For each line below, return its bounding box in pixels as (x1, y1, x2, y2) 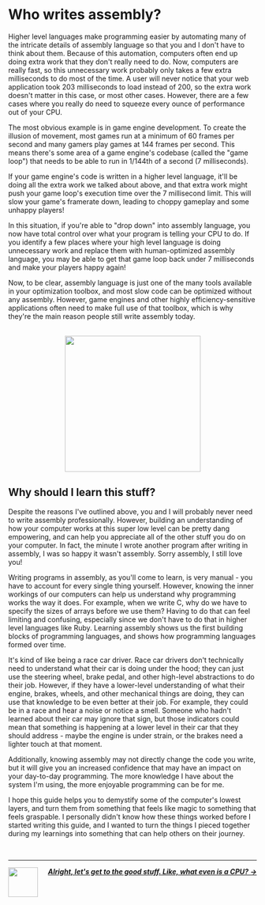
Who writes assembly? (8, 6, 162, 24)
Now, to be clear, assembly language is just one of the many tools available (8, 278, 252, 287)
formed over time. (8, 639, 67, 649)
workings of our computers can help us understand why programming (8, 589, 237, 599)
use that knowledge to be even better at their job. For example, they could (8, 697, 248, 706)
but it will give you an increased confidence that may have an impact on (8, 763, 242, 772)
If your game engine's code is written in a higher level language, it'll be (8, 172, 238, 181)
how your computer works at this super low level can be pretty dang (8, 524, 230, 533)
